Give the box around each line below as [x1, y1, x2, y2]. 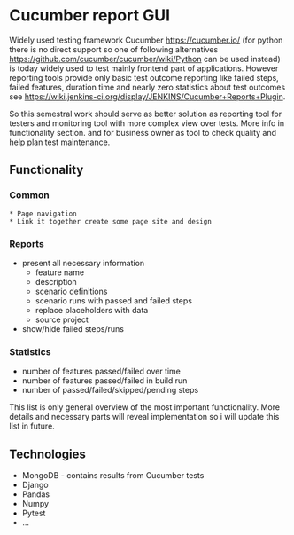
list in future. [9, 421, 55, 431]
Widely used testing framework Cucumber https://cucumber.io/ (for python [9, 35, 283, 45]
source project [35, 314, 89, 325]
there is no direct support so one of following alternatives [9, 43, 219, 54]
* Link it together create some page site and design [9, 216, 213, 226]
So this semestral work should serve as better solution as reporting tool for [9, 108, 282, 119]
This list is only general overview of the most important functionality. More [9, 402, 281, 413]
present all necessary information [21, 257, 145, 268]
